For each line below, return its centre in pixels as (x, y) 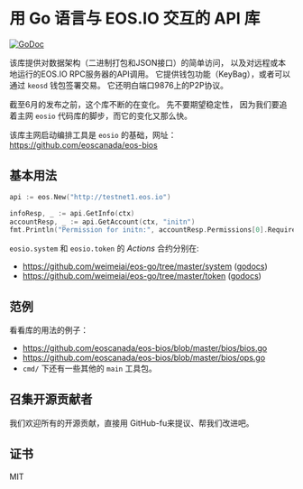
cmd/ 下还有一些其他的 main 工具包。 (89, 369)
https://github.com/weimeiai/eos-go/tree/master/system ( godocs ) (145, 266)
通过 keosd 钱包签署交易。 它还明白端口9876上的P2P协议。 (119, 85)
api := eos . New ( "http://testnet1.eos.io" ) (90, 197)
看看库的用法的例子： (49, 330)
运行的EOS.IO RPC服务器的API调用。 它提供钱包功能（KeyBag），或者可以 (154, 74)
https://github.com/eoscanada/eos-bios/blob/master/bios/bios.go (145, 348)
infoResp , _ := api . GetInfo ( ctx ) (72, 213)
